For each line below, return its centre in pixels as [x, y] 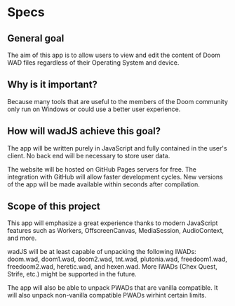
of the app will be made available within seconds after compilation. [103, 184]
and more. [22, 238]
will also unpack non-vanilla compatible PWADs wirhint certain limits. [107, 295]
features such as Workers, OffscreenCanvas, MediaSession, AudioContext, [116, 231]
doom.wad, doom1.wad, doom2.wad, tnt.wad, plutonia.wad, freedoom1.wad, [117, 259]
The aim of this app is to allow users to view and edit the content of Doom [114, 55]
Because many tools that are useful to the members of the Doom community [117, 101]
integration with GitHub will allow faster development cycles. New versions [115, 177]
